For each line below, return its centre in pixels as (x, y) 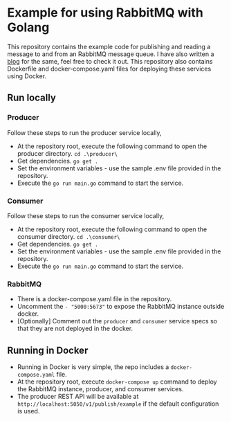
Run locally (32, 98)
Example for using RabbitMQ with (105, 13)
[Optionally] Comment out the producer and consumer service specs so (117, 321)
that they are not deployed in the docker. (75, 329)
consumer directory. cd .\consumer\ (68, 236)
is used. (28, 411)
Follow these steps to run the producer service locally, (84, 132)
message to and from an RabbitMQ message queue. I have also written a (111, 54)
